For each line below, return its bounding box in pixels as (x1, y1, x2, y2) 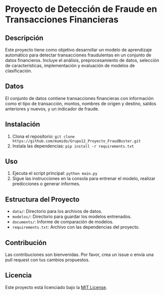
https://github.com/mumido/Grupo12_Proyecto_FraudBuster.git (12, 139, 141, 144)
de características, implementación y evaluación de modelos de (5, 63, 135, 68)
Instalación (5, 120, 41, 129)
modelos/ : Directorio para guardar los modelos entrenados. (12, 214, 132, 220)
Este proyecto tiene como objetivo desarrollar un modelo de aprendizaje (5, 47, 152, 52)
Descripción (5, 34, 43, 42)
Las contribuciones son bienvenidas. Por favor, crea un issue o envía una (5, 251, 154, 258)
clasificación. (5, 68, 32, 74)
